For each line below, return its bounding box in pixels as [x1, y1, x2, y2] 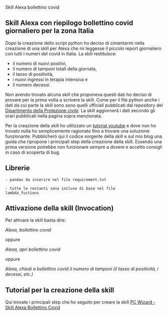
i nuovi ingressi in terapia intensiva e [12, 76, 88, 82]
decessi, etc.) [5, 271, 34, 277]
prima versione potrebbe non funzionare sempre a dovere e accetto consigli [5, 144, 162, 150]
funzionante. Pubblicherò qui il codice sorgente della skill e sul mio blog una [5, 133, 162, 139]
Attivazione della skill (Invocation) [5, 204, 114, 213]
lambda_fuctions [5, 190, 39, 195]
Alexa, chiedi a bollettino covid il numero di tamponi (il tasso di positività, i [5, 266, 159, 272]
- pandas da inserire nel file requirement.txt [5, 177, 107, 182]
